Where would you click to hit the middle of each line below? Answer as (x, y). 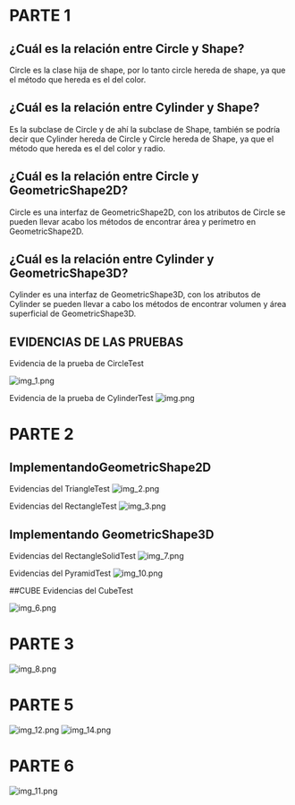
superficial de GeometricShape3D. (73, 313)
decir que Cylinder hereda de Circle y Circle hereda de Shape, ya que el (142, 139)
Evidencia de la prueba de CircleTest (77, 364)
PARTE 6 (42, 766)
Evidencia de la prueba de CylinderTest (81, 398)
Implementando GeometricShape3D (112, 534)
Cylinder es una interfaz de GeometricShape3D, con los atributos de (135, 295)
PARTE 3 (42, 644)
